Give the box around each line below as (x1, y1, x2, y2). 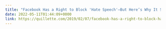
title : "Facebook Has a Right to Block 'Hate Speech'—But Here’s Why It (5, 7, 158, 12)
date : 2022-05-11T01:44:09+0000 (5, 12, 72, 17)
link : (5, 16, 16, 21)
